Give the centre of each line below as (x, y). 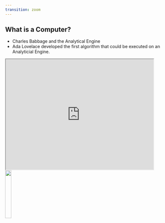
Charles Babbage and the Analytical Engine (56, 41)
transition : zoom (23, 10)
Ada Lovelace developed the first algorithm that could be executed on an (86, 47)
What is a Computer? (38, 30)
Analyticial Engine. (31, 52)
